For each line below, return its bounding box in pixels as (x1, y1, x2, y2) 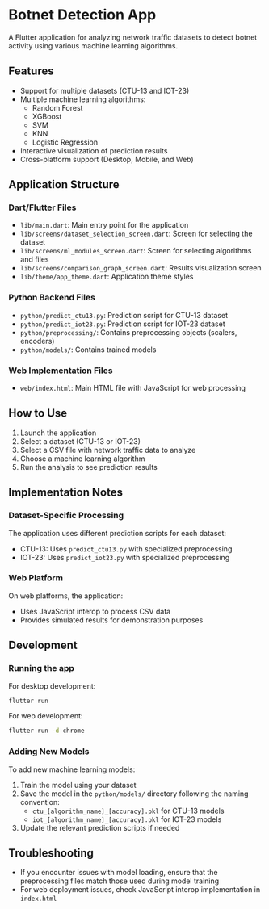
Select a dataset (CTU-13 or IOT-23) (19, 436, 141, 446)
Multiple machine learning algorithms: (19, 94, 146, 104)
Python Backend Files (8, 292, 95, 304)
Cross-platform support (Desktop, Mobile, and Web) (19, 154, 194, 164)
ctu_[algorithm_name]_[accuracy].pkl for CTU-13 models (32, 806, 225, 815)
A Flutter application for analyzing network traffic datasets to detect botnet (8, 32, 258, 42)
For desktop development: (8, 681, 96, 691)
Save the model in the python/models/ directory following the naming (19, 789, 249, 798)
